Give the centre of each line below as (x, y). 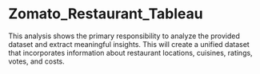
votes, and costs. (37, 61)
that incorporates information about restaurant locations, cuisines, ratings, (131, 53)
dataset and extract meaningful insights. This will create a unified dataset (129, 44)
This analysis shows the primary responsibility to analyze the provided (124, 36)
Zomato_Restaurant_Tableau (106, 14)
